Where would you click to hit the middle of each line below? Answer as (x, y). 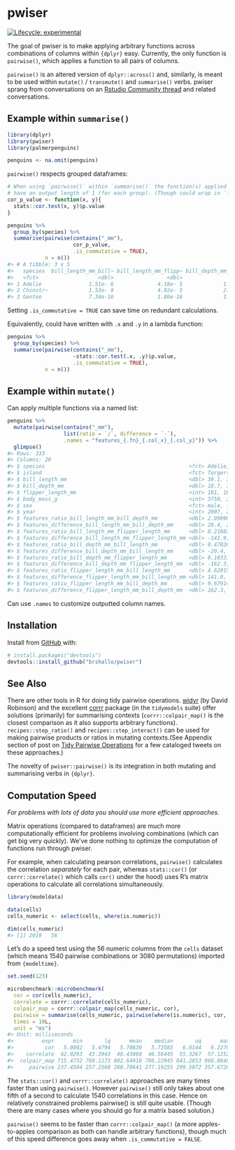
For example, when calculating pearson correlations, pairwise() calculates (115, 862)
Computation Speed (52, 795)
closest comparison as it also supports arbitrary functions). (93, 723)
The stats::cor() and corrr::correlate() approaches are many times (109, 1081)
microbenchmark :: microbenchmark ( (56, 989)
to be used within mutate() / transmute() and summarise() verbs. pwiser (110, 81)
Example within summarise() (68, 119)
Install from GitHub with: (42, 642)
